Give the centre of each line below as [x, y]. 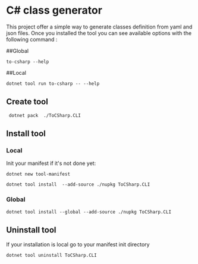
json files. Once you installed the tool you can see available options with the [99, 33]
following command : [32, 39]
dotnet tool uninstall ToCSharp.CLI [51, 255]
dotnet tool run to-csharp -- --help [53, 84]
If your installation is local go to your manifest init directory [78, 244]
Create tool [27, 102]
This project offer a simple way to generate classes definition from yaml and [99, 27]
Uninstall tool [31, 230]
